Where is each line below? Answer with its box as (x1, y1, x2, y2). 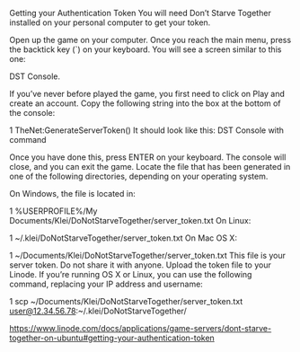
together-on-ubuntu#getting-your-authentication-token (9, 332, 216, 343)
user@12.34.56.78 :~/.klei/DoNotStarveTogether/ (9, 305, 187, 316)
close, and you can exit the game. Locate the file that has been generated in (9, 162, 291, 172)
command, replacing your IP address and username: (9, 278, 204, 289)
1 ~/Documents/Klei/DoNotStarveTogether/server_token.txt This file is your (9, 251, 286, 260)
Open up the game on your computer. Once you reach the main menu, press (9, 35, 292, 45)
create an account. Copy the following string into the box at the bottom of (9, 98, 281, 109)
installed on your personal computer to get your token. (9, 17, 211, 28)
